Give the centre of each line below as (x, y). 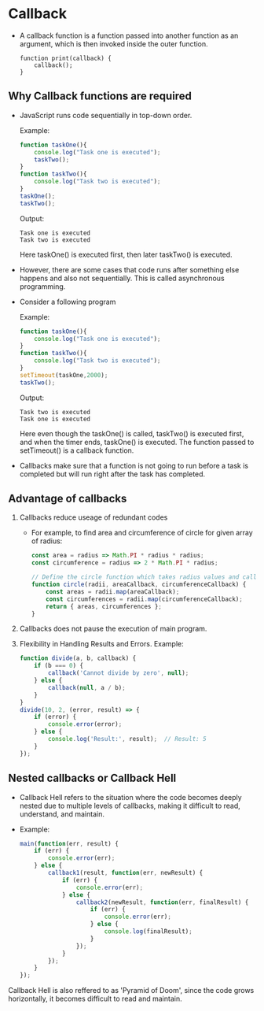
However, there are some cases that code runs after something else (129, 269)
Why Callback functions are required (100, 96)
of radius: (47, 541)
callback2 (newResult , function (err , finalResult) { (162, 902)
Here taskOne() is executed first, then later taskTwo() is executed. (126, 254)
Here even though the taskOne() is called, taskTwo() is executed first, (132, 433)
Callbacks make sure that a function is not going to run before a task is (134, 465)
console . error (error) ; (85, 724)
